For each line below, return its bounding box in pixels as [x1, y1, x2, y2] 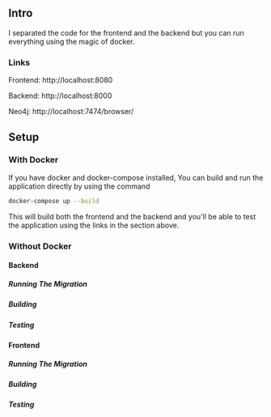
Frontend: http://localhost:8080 [8, 75, 113, 85]
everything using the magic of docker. [8, 36, 135, 46]
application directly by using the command [8, 181, 150, 191]
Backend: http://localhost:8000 [8, 91, 112, 100]
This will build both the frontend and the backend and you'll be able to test [8, 211, 256, 221]
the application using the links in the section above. [8, 220, 180, 230]
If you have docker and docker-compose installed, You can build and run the [8, 172, 264, 182]
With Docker [8, 154, 59, 165]
